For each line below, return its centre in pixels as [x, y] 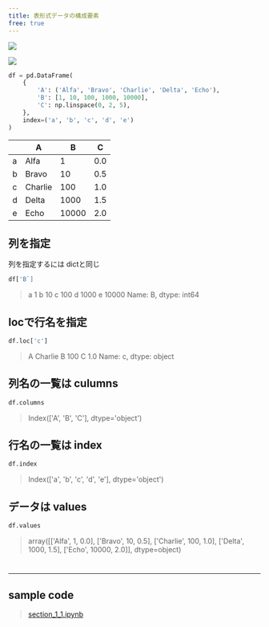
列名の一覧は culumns [63, 383]
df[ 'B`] [21, 279]
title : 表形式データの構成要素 [54, 16]
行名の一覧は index [55, 445]
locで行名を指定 [48, 322]
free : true [26, 23]
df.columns [26, 402]
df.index [23, 464]
